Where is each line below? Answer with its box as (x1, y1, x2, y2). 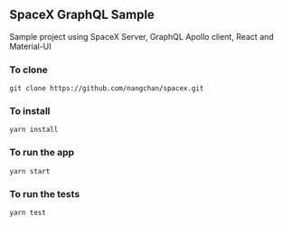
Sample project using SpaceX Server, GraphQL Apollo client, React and (9, 31, 274, 42)
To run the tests (9, 187, 80, 200)
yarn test (9, 208, 47, 217)
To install (9, 105, 51, 118)
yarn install (9, 126, 59, 135)
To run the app (9, 146, 75, 159)
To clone (9, 63, 48, 76)
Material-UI (9, 41, 52, 52)
